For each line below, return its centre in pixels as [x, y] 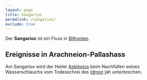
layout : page [19, 10]
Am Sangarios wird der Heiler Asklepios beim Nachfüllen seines [72, 67]
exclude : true [20, 24]
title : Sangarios [24, 15]
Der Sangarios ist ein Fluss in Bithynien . [47, 38]
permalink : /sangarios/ [31, 19]
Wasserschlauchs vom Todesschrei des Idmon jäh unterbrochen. [74, 72]
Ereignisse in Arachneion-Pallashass [65, 54]
